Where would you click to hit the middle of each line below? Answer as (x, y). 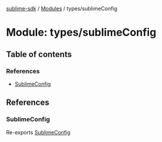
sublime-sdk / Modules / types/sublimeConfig (62, 9)
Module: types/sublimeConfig (81, 33)
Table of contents (39, 54)
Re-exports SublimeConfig (38, 132)
